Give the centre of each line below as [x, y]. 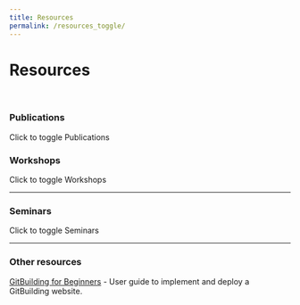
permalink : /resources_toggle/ [67, 26]
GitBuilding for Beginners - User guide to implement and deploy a [129, 281]
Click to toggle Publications [59, 137]
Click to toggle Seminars [54, 231]
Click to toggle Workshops [58, 180]
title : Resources [42, 17]
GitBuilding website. [46, 291]
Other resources [46, 262]
